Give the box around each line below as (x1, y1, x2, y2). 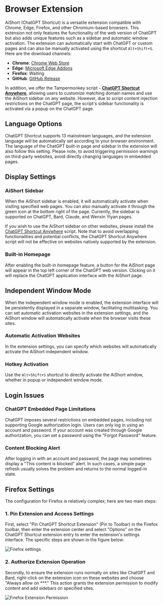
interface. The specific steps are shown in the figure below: (5, 537, 125, 543)
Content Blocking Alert (5, 444, 60, 451)
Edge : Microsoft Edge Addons (12, 65, 73, 71)
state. (5, 471, 17, 477)
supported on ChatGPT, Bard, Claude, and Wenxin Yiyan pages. (5, 214, 133, 220)
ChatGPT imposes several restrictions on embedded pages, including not (5, 416, 152, 422)
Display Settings (5, 173, 56, 181)
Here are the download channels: (5, 50, 72, 57)
